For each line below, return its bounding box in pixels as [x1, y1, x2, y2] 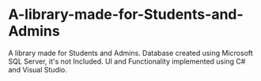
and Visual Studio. [8, 64, 67, 74]
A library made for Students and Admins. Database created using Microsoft [8, 48, 253, 57]
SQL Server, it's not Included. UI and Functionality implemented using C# [8, 57, 246, 66]
